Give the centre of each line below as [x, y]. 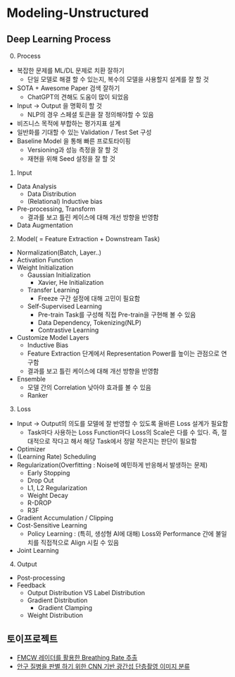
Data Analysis [37, 186]
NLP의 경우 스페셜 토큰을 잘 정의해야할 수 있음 [90, 115]
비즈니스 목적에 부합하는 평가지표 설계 [69, 123]
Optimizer [31, 449]
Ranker [38, 395]
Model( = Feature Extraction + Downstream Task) [88, 239]
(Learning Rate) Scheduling [56, 457]
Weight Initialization [45, 267]
